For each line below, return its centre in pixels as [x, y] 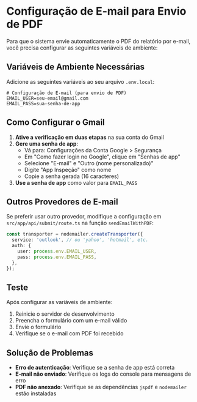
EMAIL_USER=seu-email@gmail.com [47, 98]
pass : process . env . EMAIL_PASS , [57, 257]
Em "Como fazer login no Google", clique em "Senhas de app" [102, 157]
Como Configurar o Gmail [56, 123]
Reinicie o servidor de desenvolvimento [65, 314]
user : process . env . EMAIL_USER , [57, 251]
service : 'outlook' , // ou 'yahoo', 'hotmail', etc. [80, 240]
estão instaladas [36, 393]
